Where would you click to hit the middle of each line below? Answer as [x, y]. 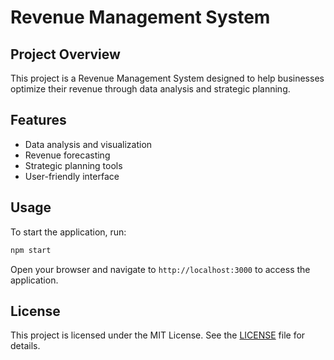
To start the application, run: [68, 232]
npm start [31, 250]
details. [25, 346]
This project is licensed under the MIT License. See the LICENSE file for [158, 335]
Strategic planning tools [73, 165]
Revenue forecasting [67, 155]
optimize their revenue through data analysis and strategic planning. [150, 89]
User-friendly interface [72, 176]
